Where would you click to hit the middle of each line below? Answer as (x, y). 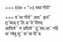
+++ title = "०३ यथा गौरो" (28, 8)
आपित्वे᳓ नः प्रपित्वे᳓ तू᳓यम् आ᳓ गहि (32, 28)
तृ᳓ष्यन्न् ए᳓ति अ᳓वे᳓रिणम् (24, 23)
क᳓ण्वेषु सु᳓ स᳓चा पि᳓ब (23, 34)
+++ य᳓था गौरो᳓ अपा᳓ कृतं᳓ (28, 17)
